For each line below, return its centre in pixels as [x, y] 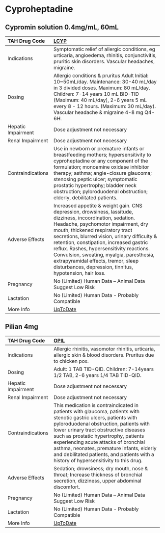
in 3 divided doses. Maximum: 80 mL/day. [102, 88]
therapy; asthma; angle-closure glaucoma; [103, 173]
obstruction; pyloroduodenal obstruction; [101, 191]
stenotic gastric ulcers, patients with [96, 417]
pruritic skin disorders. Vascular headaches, [104, 61]
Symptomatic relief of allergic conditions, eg [104, 49]
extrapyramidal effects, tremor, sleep [96, 261]
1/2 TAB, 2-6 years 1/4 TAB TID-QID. [97, 375]
